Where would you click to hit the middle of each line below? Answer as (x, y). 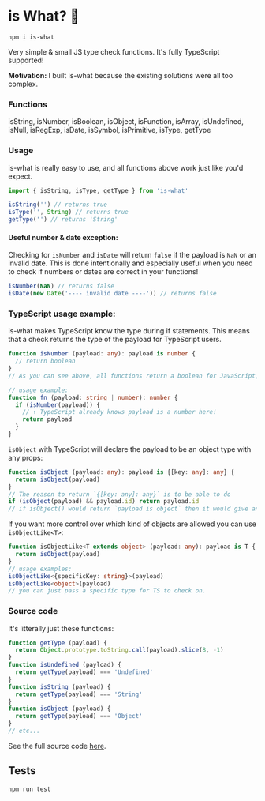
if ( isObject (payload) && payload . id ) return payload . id (104, 502)
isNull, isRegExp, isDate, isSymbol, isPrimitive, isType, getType (110, 130)
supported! (26, 60)
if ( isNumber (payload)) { (58, 405)
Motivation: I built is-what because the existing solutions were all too (121, 75)
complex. (23, 84)
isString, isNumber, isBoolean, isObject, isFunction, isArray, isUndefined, (126, 122)
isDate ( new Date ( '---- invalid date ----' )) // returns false (112, 294)
